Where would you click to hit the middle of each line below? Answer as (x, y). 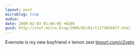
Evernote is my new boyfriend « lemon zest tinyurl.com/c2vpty (70, 42)
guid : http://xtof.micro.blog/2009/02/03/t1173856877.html (68, 28)
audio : (12, 19)
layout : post (19, 10)
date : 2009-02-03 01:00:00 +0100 (40, 24)
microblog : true (22, 14)
